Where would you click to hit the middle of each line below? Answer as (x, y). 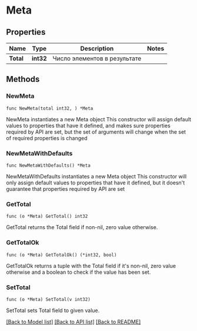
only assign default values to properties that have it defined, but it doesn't (96, 183)
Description (97, 49)
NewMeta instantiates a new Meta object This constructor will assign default (99, 119)
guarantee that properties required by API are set (66, 188)
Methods (23, 79)
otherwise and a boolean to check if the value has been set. (79, 272)
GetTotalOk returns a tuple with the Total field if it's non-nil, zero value (91, 266)
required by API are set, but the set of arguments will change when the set (96, 132)
